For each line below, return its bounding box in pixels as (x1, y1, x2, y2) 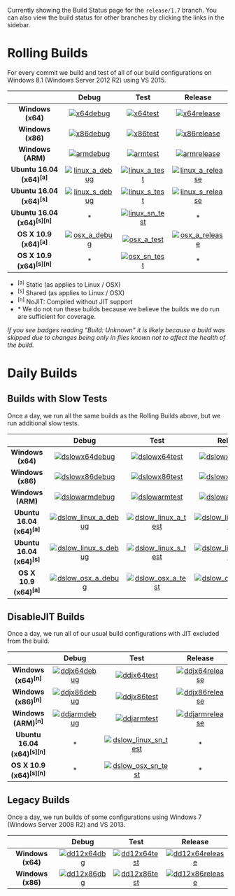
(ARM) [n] (13, 717, 44, 728)
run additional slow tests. (7, 419, 80, 427)
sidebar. (7, 21, 31, 29)
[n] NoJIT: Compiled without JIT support (17, 296, 133, 306)
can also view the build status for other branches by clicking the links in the (7, 13, 225, 22)
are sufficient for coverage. (17, 312, 97, 320)
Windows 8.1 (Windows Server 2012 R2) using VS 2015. (7, 76, 166, 84)
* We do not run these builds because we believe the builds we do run (17, 304, 220, 313)
